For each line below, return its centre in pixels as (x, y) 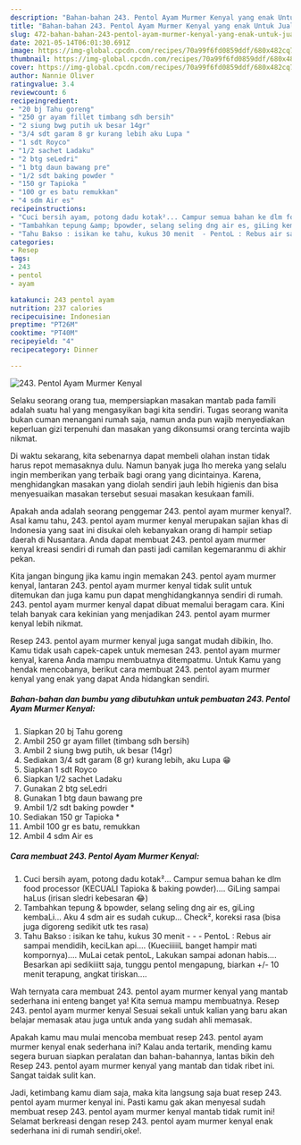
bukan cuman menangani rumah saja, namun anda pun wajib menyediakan (147, 419)
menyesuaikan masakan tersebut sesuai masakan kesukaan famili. (132, 494)
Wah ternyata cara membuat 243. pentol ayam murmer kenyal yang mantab (149, 991)
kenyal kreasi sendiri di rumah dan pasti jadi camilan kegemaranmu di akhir (148, 549)
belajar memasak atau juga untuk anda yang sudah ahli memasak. (131, 1020)
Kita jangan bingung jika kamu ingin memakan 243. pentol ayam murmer (143, 576)
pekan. (23, 558)
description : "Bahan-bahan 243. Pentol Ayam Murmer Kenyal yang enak (142, 17)
